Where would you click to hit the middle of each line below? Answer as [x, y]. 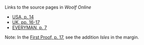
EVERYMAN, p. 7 [29, 27]
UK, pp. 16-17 [26, 22]
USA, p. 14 [23, 17]
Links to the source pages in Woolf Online [48, 7]
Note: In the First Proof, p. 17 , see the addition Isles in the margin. [72, 37]
